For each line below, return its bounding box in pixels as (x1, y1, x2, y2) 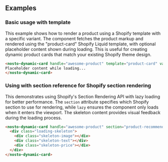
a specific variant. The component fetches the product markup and (5, 35, 143, 41)
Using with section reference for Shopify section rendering (5, 82, 151, 89)
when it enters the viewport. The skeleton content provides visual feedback (5, 109, 161, 115)
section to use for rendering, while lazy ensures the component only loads (5, 104, 159, 110)
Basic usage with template (5, 19, 71, 26)
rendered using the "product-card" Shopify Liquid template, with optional (5, 41, 156, 47)
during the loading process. (5, 115, 62, 121)
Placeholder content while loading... (5, 66, 86, 71)
